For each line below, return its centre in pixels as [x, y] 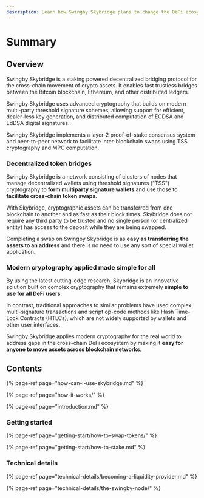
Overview [25, 64]
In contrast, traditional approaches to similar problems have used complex [99, 305]
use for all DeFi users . [34, 294]
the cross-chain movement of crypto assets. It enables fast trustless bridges [102, 85]
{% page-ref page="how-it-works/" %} [56, 395]
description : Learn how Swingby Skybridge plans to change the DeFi [95, 12]
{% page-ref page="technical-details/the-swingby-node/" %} [83, 488]
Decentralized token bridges [49, 163]
